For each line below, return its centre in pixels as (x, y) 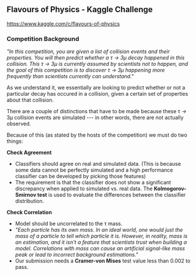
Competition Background (43, 39)
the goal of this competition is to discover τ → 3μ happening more (86, 70)
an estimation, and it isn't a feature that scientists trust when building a (101, 242)
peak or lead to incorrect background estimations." (77, 255)
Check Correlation (29, 212)
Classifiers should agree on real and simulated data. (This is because (98, 164)
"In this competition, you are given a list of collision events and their (88, 51)
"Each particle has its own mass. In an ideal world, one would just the (99, 230)
